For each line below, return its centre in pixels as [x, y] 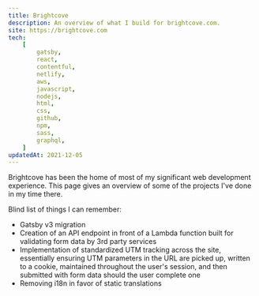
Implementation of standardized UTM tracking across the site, [120, 250]
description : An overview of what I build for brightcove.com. [114, 23]
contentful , [56, 67]
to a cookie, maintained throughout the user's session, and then [123, 267]
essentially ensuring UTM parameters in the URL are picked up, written [135, 258]
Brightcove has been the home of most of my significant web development [129, 178]
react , [47, 60]
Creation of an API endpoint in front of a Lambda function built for [127, 233]
